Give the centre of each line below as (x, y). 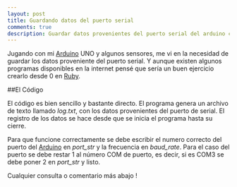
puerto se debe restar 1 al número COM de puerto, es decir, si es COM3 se (116, 155)
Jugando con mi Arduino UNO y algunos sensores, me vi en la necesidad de (118, 54)
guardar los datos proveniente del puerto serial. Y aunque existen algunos (115, 61)
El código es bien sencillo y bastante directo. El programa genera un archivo (118, 104)
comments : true (30, 27)
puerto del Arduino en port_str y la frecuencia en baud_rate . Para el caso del (119, 147)
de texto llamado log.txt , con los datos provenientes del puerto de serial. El (116, 111)
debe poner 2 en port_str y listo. (54, 162)
